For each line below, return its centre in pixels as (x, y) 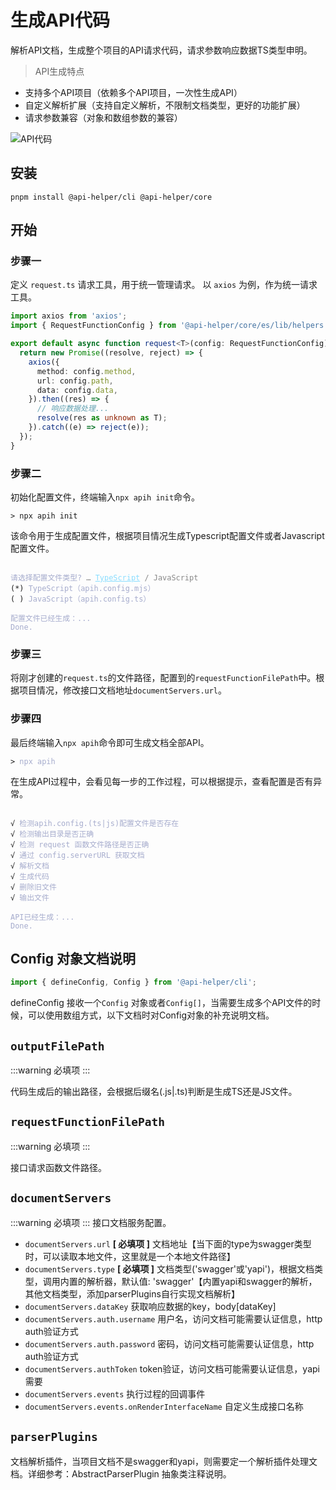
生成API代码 (60, 20)
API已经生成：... (42, 917)
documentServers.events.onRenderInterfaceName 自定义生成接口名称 (164, 1406)
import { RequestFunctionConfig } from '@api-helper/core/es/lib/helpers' (169, 326)
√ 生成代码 (30, 876)
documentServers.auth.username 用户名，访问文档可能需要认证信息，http (173, 1318)
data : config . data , (77, 390)
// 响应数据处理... (73, 409)
